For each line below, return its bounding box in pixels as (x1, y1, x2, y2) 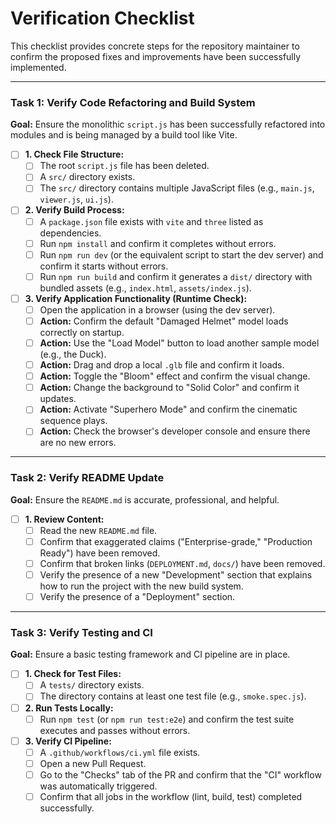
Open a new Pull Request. (39, 757, 147, 769)
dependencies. (39, 227, 102, 239)
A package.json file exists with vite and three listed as (39, 215, 264, 227)
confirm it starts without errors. (39, 260, 169, 272)
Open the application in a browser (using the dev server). (39, 303, 276, 316)
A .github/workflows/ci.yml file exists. (39, 746, 201, 758)
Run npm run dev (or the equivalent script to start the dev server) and (39, 248, 324, 261)
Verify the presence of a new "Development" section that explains (39, 568, 313, 581)
